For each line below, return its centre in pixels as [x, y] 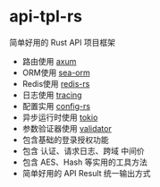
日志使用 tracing [52, 95]
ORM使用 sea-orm [56, 72]
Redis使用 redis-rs [56, 83]
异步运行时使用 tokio [60, 117]
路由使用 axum [49, 61]
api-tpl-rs [46, 17]
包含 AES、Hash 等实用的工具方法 [84, 162]
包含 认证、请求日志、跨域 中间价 [83, 150]
